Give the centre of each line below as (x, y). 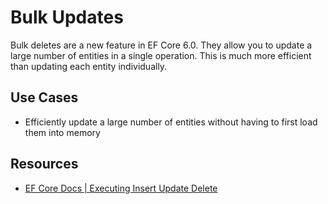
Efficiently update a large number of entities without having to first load (171, 122)
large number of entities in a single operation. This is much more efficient (161, 55)
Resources (44, 164)
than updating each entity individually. (89, 66)
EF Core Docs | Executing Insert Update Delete (121, 188)
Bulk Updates (67, 17)
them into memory (62, 132)
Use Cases (44, 97)
